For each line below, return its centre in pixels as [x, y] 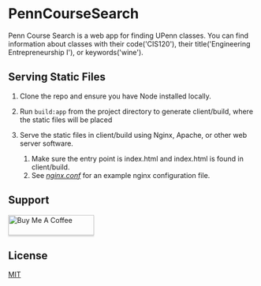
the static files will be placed [66, 120]
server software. [46, 143]
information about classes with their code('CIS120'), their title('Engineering [129, 43]
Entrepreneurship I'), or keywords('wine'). [76, 52]
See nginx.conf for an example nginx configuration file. [121, 175]
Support [29, 201]
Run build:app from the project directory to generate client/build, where [136, 111]
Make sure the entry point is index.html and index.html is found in [138, 158]
